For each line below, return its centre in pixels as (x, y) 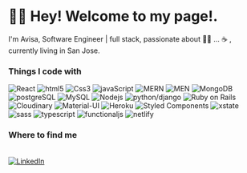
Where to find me (43, 135)
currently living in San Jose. (54, 50)
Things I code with (45, 71)
